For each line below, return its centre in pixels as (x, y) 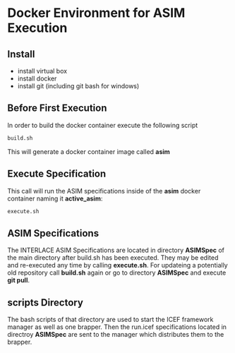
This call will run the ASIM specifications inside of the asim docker (104, 191)
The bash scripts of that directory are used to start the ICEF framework (110, 319)
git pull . (19, 280)
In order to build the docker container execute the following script (103, 125)
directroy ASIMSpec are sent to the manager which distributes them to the (116, 334)
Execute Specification (57, 174)
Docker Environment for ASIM (96, 13)
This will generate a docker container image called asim (89, 151)
